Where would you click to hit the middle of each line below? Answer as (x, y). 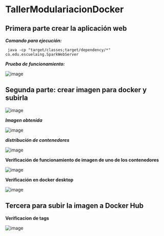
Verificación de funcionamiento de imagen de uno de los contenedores (82, 160)
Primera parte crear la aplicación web (66, 28)
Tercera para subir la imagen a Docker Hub (75, 206)
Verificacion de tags (27, 218)
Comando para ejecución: (34, 40)
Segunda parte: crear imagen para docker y (76, 90)
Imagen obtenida (24, 120)
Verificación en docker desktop (39, 180)
